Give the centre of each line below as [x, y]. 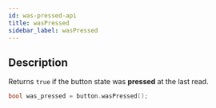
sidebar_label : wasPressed [53, 30]
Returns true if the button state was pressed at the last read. [109, 82]
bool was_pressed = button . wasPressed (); [78, 96]
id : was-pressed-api [43, 15]
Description [38, 62]
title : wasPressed [39, 23]
